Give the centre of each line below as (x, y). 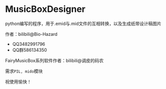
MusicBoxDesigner (45, 9)
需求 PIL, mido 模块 (24, 71)
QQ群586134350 (30, 50)
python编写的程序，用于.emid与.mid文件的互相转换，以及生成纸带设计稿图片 (83, 23)
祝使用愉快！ (18, 82)
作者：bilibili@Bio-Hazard (31, 34)
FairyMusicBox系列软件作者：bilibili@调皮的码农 (54, 60)
